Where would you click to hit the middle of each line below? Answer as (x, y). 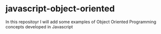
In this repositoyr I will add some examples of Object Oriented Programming (81, 22)
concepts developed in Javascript (39, 26)
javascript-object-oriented (60, 9)
